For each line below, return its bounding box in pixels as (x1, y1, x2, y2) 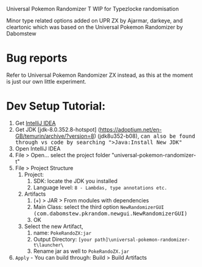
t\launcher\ (33, 242, 64, 248)
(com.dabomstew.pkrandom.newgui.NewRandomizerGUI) (33, 210, 187, 217)
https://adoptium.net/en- (100, 126, 162, 133)
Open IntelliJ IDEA (15, 144, 61, 152)
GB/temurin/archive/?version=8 (15, 132, 94, 140)
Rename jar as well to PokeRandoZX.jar (33, 247, 130, 255)
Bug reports (6, 51, 68, 65)
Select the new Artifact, (24, 222, 83, 230)
